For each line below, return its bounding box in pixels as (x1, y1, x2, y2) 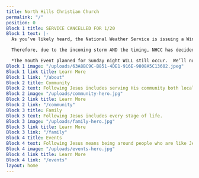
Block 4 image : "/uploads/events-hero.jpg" (6, 146, 115, 152)
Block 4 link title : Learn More (6, 151, 86, 157)
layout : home (6, 163, 38, 169)
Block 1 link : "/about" (6, 74, 65, 80)
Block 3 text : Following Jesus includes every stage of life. (6, 113, 163, 119)
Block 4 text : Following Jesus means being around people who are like (6, 141, 187, 147)
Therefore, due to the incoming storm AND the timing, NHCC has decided (11, 47, 195, 53)
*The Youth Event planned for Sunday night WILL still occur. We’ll (11, 58, 187, 63)
